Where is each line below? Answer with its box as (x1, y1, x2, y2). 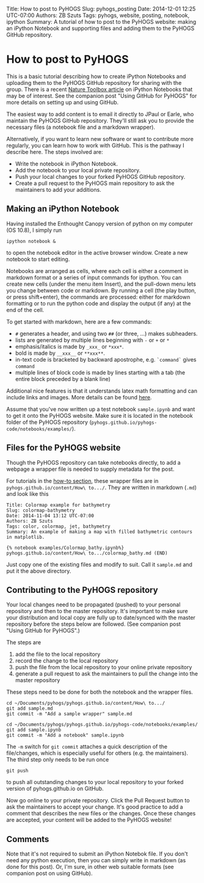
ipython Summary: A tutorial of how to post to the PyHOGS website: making (6, 18, 197, 25)
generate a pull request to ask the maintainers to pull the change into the (15, 670, 199, 677)
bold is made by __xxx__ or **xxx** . (15, 349, 106, 357)
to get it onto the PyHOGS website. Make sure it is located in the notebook (6, 412, 194, 419)
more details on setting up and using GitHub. (6, 98, 119, 106)
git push (6, 768, 29, 774)
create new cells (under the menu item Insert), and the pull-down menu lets (6, 280, 197, 288)
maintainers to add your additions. (15, 186, 102, 193)
